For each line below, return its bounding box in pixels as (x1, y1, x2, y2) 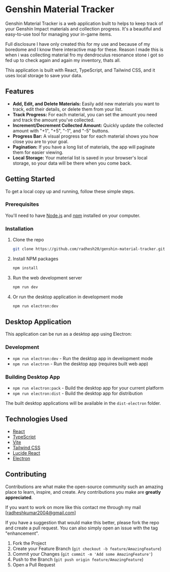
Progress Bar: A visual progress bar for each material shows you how (12, 133, 159, 139)
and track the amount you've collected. (12, 117, 95, 123)
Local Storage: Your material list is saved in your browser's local (12, 154, 148, 161)
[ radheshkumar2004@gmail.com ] (5, 510, 76, 516)
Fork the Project (12, 540, 47, 546)
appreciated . (5, 494, 33, 500)
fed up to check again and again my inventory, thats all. (5, 57, 121, 63)
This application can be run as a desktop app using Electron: (5, 331, 132, 337)
